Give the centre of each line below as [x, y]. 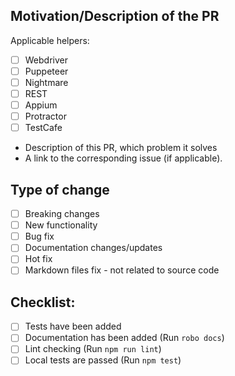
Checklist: [43, 302]
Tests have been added [73, 326]
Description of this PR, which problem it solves [121, 148]
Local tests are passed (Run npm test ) [103, 360]
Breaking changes [62, 214]
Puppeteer [46, 71]
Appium [41, 105]
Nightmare [46, 82]
